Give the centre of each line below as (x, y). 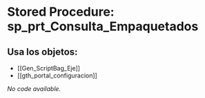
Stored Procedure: (61, 12)
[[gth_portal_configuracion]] (57, 75)
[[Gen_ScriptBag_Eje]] (49, 68)
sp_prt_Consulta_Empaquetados (103, 26)
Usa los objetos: (42, 52)
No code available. (34, 89)
